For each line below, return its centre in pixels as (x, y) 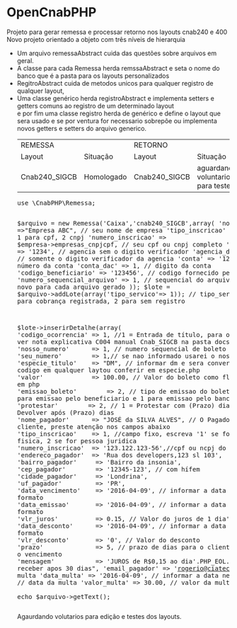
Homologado (105, 176)
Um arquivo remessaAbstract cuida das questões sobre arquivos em (117, 53)
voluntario (214, 176)
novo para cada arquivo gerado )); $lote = (93, 287)
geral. (25, 60)
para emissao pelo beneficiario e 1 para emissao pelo (114, 398)
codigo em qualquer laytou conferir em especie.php (108, 370)
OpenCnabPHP (52, 12)
